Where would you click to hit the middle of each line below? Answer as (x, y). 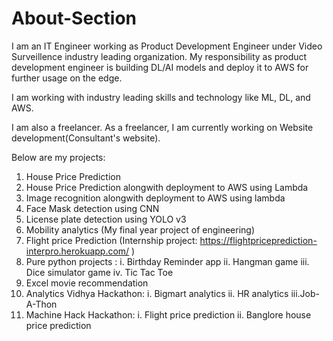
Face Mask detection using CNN (92, 208)
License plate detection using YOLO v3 (106, 219)
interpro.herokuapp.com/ (77, 251)
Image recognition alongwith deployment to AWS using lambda (155, 198)
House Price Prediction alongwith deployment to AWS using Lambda (167, 187)
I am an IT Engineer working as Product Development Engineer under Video (167, 46)
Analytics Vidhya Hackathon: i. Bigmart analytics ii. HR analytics (157, 293)
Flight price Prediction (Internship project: (111, 240)
